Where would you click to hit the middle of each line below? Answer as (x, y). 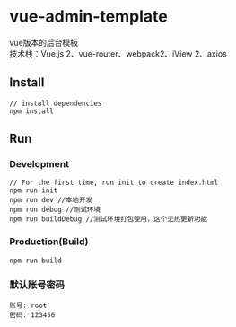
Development (39, 164)
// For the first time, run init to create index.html (114, 183)
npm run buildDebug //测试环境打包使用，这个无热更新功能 (109, 219)
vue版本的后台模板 (44, 42)
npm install (31, 111)
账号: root (28, 306)
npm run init (34, 190)
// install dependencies (56, 103)
